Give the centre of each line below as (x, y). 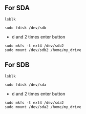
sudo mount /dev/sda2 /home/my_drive (43, 107)
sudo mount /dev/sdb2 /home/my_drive (43, 50)
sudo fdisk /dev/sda (26, 85)
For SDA (17, 8)
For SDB (17, 65)
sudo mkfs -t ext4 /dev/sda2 (34, 103)
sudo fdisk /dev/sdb (26, 28)
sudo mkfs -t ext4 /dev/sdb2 (34, 46)
